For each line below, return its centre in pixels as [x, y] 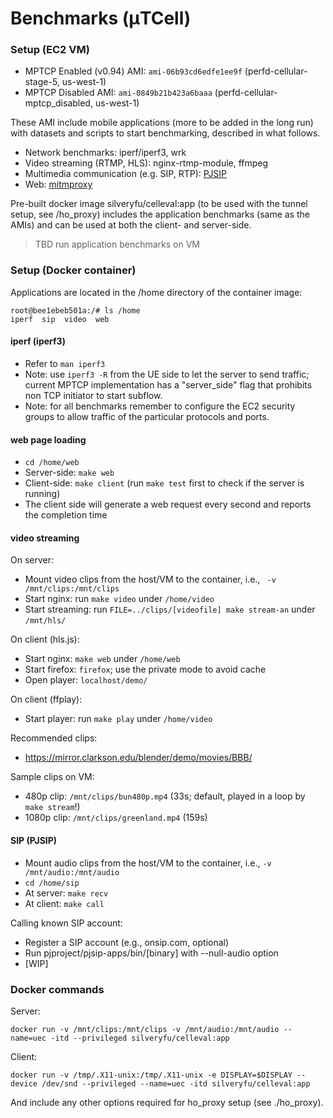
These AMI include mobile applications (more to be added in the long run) [162, 123]
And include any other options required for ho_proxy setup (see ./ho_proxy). [167, 1102]
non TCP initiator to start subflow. [93, 395]
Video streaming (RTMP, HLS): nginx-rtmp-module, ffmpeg [146, 163]
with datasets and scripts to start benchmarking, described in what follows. [165, 133]
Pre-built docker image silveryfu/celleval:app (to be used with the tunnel [159, 204]
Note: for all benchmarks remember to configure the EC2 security [160, 406]
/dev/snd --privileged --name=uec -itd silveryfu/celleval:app [176, 1083]
